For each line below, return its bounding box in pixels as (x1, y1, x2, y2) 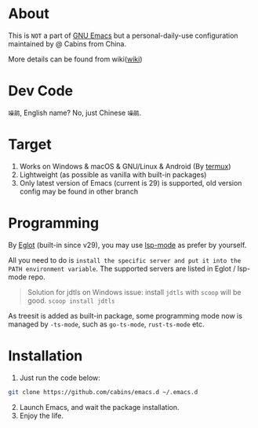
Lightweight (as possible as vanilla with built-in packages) (19, 170, 207, 179)
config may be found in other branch (19, 186, 139, 196)
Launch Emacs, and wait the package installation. (19, 402, 180, 411)
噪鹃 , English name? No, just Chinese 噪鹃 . (8, 108, 142, 117)
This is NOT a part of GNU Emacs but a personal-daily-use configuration (8, 31, 238, 40)
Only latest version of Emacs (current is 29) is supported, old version (19, 178, 242, 187)
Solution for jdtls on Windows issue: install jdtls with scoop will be (27, 287, 242, 297)
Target (8, 135, 53, 153)
